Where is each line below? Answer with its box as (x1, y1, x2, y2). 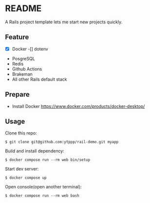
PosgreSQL (12, 55, 35, 61)
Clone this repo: (5, 130, 37, 136)
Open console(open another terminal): (5, 184, 82, 190)
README (5, 3, 42, 14)
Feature (5, 33, 29, 41)
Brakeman (12, 71, 33, 77)
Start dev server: (5, 166, 39, 172)
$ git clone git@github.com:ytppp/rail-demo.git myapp (5, 139, 119, 145)
